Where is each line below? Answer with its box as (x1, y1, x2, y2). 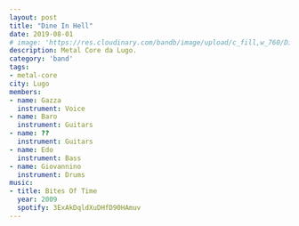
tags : (9, 63, 29, 72)
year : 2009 (17, 195, 58, 205)
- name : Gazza (9, 95, 62, 105)
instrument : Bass (17, 153, 82, 163)
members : (9, 87, 42, 96)
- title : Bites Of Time (9, 187, 98, 196)
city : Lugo (9, 79, 50, 88)
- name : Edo (9, 145, 53, 154)
